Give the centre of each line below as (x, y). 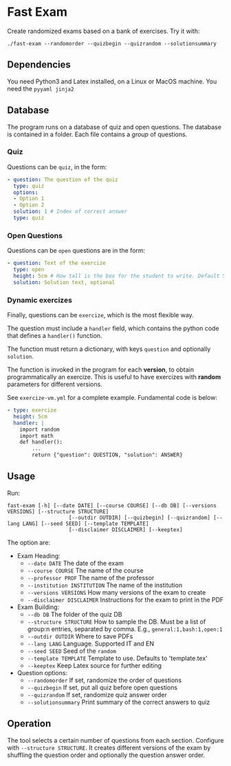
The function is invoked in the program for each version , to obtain (101, 370)
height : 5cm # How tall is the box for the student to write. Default (117, 276)
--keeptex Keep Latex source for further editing (95, 666)
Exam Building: (38, 607)
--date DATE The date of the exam (75, 563)
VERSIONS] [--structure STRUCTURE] (58, 511)
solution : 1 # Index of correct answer (70, 212)
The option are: (29, 542)
